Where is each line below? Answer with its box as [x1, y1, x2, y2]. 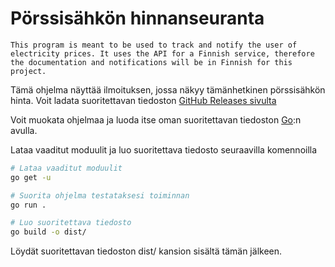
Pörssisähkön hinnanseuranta [10, 7, 265, 30]
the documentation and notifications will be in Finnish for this [10, 57, 293, 67]
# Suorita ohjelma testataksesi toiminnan [10, 190, 190, 201]
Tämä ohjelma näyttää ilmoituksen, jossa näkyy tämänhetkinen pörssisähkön [10, 83, 326, 96]
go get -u [10, 172, 52, 182]
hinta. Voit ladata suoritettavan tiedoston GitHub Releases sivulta [10, 94, 277, 106]
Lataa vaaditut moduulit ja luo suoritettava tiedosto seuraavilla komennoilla [10, 143, 318, 156]
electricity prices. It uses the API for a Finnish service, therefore [10, 48, 315, 59]
